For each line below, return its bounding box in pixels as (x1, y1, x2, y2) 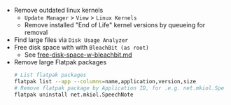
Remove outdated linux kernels (13, 6, 104, 14)
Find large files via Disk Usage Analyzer (13, 36, 128, 44)
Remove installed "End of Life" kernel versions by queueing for (24, 21, 206, 29)
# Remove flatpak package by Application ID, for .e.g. (13, 84, 181, 92)
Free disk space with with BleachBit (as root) (13, 43, 149, 51)
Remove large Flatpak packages (13, 58, 107, 66)
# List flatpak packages (13, 71, 87, 78)
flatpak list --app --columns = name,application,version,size (13, 78, 197, 85)
